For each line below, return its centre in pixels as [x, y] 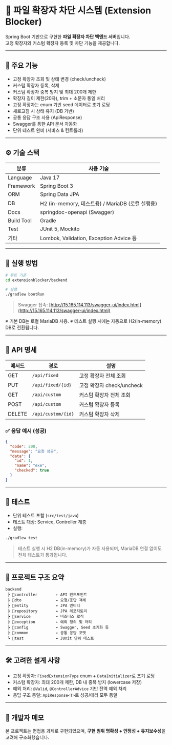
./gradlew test [21, 538]
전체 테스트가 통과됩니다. [42, 555]
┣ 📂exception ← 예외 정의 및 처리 [50, 622]
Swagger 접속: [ [34, 305]
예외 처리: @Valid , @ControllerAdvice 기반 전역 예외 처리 [70, 689]
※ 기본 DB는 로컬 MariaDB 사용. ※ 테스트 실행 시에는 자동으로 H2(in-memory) [83, 321]
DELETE [17, 414]
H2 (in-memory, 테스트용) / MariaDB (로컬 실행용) [99, 203]
